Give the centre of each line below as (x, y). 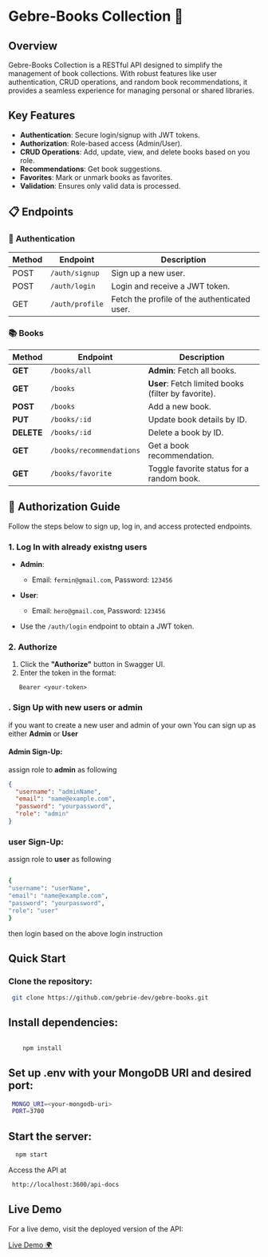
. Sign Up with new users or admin (76, 708)
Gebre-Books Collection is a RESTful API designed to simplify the (116, 65)
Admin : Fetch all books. (192, 370)
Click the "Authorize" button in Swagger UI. (92, 664)
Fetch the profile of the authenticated (181, 299)
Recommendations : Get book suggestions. (91, 169)
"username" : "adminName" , (59, 792)
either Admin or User (43, 733)
